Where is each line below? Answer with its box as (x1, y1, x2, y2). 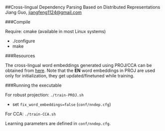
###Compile (5, 19, 31, 25)
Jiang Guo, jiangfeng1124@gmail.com (5, 9, 82, 15)
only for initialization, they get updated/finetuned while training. (5, 73, 135, 78)
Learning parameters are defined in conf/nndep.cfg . (5, 121, 111, 126)
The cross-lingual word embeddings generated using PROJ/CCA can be (5, 63, 152, 68)
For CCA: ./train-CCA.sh (5, 111, 56, 117)
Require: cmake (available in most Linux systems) (5, 29, 106, 34)
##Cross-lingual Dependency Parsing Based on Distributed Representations (5, 4, 161, 10)
